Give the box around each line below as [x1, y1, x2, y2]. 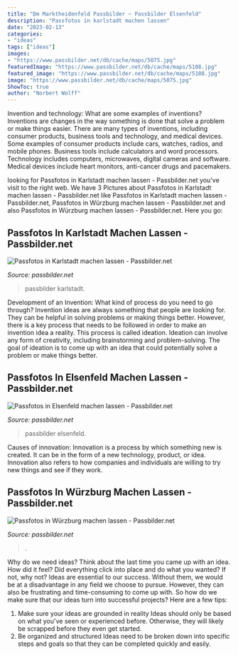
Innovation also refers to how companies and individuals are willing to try [7, 458, 221, 467]
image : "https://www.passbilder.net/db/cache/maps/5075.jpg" [7, 76, 193, 84]
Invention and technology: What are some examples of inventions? [7, 110, 202, 118]
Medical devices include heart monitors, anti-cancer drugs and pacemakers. [7, 162, 232, 171]
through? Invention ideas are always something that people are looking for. [7, 305, 226, 314]
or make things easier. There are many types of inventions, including [7, 124, 208, 133]
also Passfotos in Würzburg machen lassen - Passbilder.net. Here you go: [7, 206, 223, 215]
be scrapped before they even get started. [17, 624, 142, 633]
